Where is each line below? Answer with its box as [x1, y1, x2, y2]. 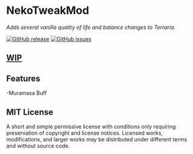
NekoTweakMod [6, 4, 89, 18]
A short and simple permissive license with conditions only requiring [6, 123, 176, 130]
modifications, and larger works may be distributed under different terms [6, 135, 188, 143]
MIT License [6, 107, 54, 117]
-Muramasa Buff [6, 89, 47, 97]
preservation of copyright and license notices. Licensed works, [6, 129, 163, 136]
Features [6, 73, 40, 83]
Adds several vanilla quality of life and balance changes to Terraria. [6, 24, 176, 31]
